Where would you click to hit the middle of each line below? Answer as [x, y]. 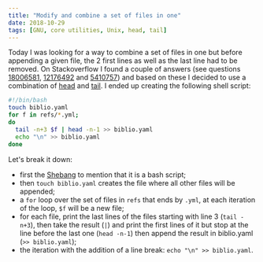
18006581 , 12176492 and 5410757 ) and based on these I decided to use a [127, 77]
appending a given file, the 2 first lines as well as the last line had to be [123, 61]
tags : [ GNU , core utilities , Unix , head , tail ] [88, 30]
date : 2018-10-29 [37, 23]
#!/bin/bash [28, 100]
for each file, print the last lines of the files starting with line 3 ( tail [128, 216]
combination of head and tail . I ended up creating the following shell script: [130, 86]
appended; [37, 191]
